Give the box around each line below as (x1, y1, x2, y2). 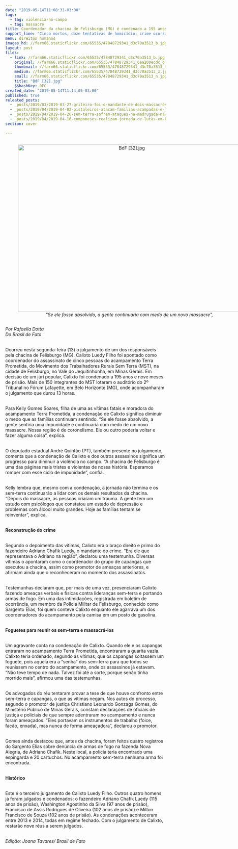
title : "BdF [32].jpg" (14, 79, 63, 84)
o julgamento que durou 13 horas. (5, 390, 76, 396)
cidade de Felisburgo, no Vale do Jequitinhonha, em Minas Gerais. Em (5, 368, 152, 374)
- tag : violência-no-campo (10, 17, 67, 22)
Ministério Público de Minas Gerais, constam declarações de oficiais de (5, 706, 155, 712)
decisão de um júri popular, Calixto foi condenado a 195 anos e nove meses (5, 373, 164, 380)
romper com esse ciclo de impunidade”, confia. (5, 469, 104, 475)
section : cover (5, 121, 38, 126)
